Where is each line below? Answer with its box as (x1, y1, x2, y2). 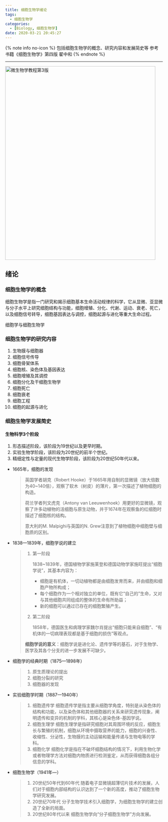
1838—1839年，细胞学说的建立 (12, 540, 76, 546)
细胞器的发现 (32, 681, 59, 687)
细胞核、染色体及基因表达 (12, 366, 65, 372)
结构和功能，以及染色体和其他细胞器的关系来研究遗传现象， (32, 708, 155, 715)
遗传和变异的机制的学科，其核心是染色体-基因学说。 (36, 715, 144, 721)
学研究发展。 (32, 792, 59, 798)
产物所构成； (44, 584, 71, 590)
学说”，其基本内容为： (32, 567, 78, 573)
